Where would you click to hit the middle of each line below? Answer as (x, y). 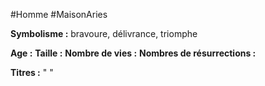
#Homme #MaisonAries (59, 14)
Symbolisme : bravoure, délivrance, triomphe (104, 33)
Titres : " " (32, 72)
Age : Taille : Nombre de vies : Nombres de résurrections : (133, 53)
